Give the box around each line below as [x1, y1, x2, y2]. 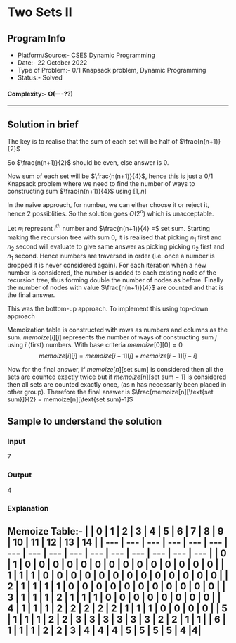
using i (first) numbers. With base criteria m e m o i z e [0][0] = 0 [7, 340, 183, 349]
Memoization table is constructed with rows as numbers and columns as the [7, 325, 228, 334]
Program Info [7, 32, 66, 44]
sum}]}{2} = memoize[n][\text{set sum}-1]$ [7, 395, 133, 404]
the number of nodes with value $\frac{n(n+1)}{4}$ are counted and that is [7, 283, 224, 292]
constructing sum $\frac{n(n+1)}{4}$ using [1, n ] [7, 187, 147, 196]
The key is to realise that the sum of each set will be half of [7, 137, 178, 146]
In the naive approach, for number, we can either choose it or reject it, [7, 201, 209, 209]
